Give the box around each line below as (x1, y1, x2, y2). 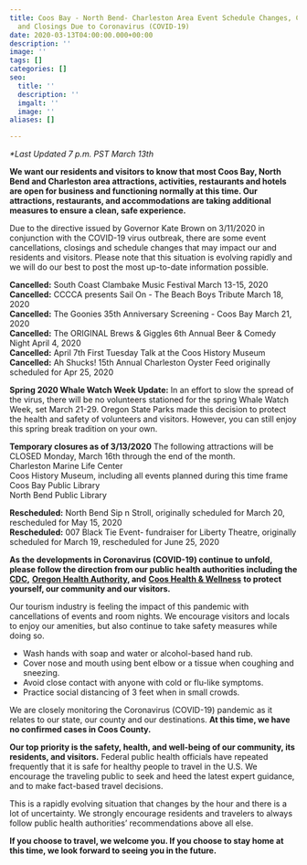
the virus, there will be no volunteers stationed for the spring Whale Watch (9, 394, 290, 405)
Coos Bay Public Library (9, 480, 101, 491)
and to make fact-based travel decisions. (9, 781, 164, 792)
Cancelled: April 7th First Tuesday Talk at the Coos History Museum (9, 347, 266, 358)
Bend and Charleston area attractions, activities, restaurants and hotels (9, 176, 287, 187)
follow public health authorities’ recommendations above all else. (9, 817, 254, 828)
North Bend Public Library (9, 490, 108, 501)
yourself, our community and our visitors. (9, 583, 171, 594)
